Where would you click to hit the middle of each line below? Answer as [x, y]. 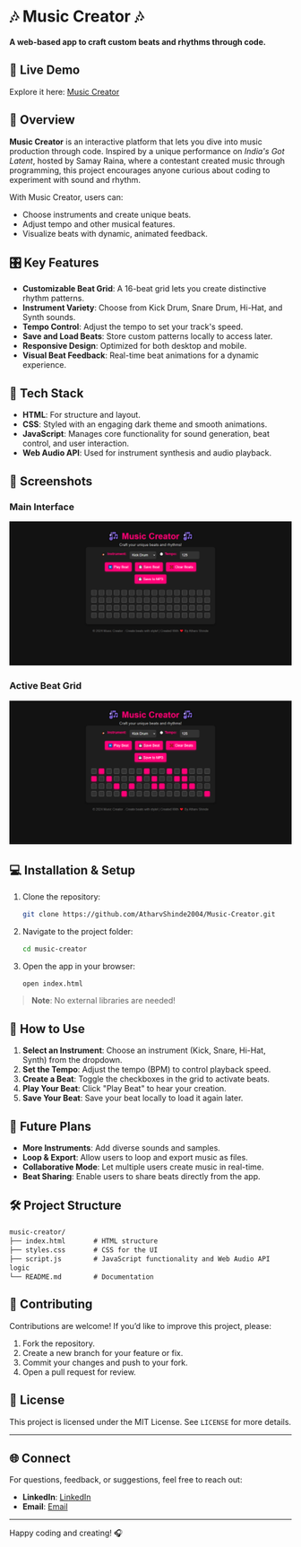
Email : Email [45, 1507]
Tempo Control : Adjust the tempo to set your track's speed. [133, 327]
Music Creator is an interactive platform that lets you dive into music [136, 142]
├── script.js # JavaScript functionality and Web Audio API [140, 1259]
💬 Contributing [51, 1304]
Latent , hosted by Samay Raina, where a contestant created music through [147, 161]
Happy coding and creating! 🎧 [66, 1533]
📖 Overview [42, 120]
